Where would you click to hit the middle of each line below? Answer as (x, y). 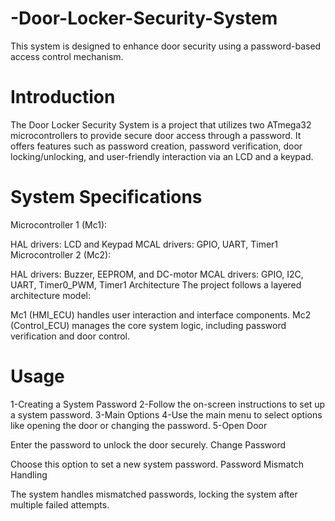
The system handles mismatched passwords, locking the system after (154, 494)
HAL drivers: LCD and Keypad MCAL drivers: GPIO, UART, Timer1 (144, 244)
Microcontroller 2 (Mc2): (61, 254)
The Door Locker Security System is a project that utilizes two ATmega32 (161, 124)
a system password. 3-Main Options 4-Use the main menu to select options (166, 414)
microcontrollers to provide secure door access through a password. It (156, 135)
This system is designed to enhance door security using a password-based (166, 46)
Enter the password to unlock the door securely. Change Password (148, 444)
